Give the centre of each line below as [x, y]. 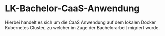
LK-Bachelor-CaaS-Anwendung [72, 9]
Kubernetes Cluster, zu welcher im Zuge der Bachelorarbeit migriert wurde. [82, 27]
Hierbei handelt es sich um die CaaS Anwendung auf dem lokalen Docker [80, 22]
